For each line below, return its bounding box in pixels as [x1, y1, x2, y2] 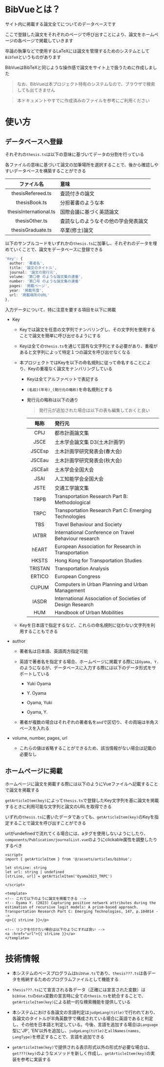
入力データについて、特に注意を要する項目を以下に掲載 [5, 306, 116, 313]
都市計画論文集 [54, 430, 89, 436]
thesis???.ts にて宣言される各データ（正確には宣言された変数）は [12, 987, 145, 993]
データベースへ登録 [5, 137, 62, 146]
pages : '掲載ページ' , [9, 284, 50, 289]
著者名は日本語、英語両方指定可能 [19, 648, 88, 654]
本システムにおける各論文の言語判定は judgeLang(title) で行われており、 [12, 1009, 158, 1015]
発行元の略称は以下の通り [26, 397, 79, 403]
